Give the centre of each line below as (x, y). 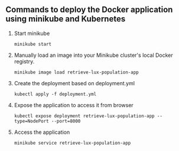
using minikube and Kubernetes (66, 19)
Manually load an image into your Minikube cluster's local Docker (94, 55)
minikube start (33, 44)
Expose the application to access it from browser (74, 105)
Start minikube (32, 33)
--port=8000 (66, 121)
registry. (24, 61)
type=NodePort (31, 121)
